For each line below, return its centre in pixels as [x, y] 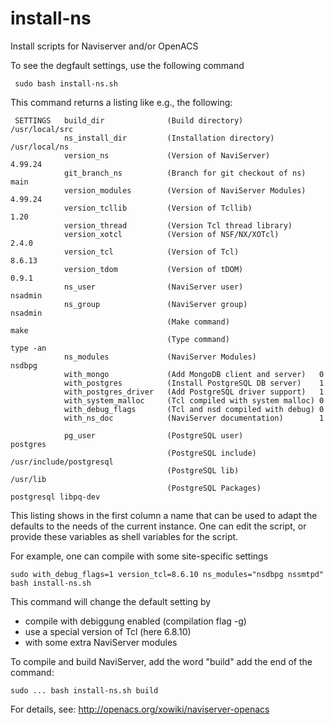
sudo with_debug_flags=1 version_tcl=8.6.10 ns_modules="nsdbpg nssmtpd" [167, 574]
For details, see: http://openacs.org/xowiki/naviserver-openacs [140, 709]
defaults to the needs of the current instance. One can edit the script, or [158, 526]
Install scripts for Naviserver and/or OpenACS [104, 46]
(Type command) [198, 339]
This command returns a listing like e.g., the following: [121, 102]
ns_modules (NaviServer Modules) [160, 357]
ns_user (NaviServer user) [153, 287]
